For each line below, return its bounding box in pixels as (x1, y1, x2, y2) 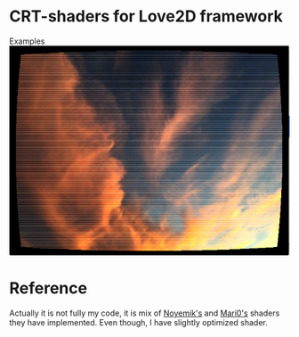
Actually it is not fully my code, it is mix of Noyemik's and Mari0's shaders (9, 308, 280, 318)
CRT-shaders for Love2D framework (9, 6, 283, 27)
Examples (9, 36, 45, 46)
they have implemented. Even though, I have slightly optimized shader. (9, 316, 269, 327)
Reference (9, 278, 87, 299)
